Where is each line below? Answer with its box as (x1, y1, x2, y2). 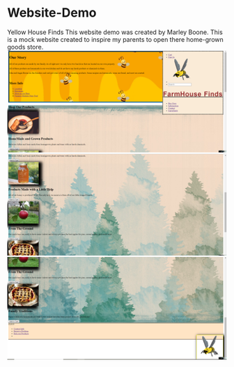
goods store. (7, 42, 44, 51)
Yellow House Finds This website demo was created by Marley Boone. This (7, 28, 223, 36)
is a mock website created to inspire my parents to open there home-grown (7, 35, 224, 43)
